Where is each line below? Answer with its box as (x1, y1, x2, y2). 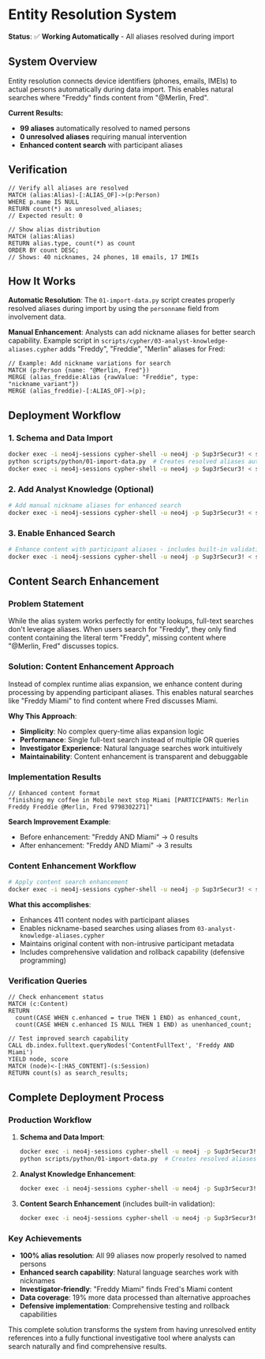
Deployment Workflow (8, 408, 121, 422)
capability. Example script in (8, 336, 100, 345)
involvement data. (8, 312, 66, 321)
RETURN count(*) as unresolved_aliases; (8, 205, 144, 212)
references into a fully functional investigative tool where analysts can (8, 1333, 236, 1342)
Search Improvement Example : (8, 817, 111, 827)
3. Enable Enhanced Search (8, 527, 116, 539)
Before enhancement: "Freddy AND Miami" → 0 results (19, 832, 199, 842)
